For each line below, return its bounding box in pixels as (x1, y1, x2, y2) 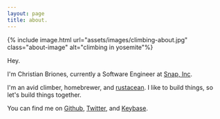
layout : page (7, 10, 45, 17)
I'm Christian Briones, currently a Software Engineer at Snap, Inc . (7, 70, 192, 78)
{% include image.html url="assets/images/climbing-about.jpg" (7, 35, 188, 44)
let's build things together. (7, 91, 82, 99)
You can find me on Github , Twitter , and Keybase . (7, 104, 149, 112)
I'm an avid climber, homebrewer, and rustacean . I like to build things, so (7, 83, 213, 91)
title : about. (7, 17, 48, 24)
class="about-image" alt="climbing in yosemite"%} (7, 43, 154, 51)
